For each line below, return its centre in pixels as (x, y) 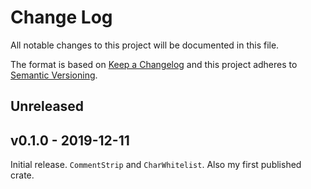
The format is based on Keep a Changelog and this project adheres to (154, 64)
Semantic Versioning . (54, 75)
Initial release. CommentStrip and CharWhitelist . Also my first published (156, 165)
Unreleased (47, 106)
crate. (22, 175)
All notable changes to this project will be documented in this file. (145, 45)
